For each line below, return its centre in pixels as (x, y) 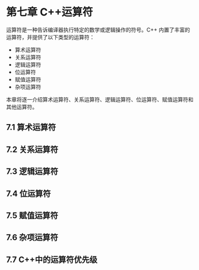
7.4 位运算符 (29, 193)
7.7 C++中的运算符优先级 (52, 260)
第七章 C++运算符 (50, 12)
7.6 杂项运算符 (32, 238)
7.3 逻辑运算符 (32, 172)
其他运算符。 (22, 107)
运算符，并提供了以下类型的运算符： (50, 37)
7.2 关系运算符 (32, 149)
